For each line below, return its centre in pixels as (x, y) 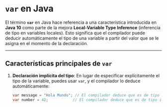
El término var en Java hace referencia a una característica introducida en (81, 22)
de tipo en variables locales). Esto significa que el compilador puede (75, 33)
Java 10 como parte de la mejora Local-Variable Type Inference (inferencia (83, 27)
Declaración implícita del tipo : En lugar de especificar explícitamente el (86, 75)
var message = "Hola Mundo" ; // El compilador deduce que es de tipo (86, 95)
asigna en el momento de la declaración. (47, 43)
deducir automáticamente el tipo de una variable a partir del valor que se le (82, 38)
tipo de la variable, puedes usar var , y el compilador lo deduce (76, 81)
